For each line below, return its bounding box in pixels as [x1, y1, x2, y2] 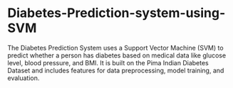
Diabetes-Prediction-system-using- [7, 5, 226, 21]
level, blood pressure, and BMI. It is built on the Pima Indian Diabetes [7, 58, 209, 67]
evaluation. [7, 73, 40, 82]
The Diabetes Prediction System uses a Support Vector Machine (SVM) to [7, 43, 224, 52]
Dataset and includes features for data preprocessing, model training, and [7, 66, 224, 75]
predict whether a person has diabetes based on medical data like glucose [7, 51, 227, 60]
